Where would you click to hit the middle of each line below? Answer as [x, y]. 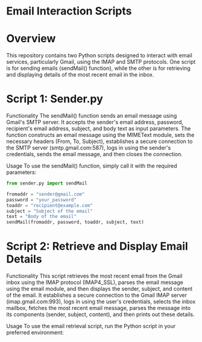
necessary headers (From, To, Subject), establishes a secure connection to [99, 141]
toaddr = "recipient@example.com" [50, 205]
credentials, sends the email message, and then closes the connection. [94, 154]
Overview [31, 39]
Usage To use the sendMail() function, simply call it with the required [92, 166]
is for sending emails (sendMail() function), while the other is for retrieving [99, 68]
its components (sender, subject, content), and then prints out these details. [100, 314]
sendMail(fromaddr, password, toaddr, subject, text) [75, 222]
